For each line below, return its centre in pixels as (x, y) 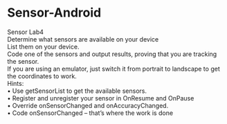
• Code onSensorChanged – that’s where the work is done (90, 113)
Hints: (16, 83)
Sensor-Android (54, 13)
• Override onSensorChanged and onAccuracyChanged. (88, 105)
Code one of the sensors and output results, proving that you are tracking (112, 54)
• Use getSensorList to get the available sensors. (77, 91)
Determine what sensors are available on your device (83, 39)
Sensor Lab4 (25, 32)
